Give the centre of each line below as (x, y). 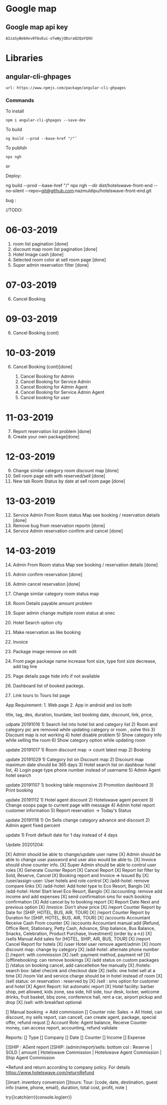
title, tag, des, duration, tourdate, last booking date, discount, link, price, (79, 714)
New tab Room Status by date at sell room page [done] (69, 481)
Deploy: (14, 176)
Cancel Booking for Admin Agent (54, 387)
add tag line (25, 666)
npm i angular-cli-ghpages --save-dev (46, 120)
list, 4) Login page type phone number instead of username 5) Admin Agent (83, 770)
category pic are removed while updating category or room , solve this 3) (81, 729)
